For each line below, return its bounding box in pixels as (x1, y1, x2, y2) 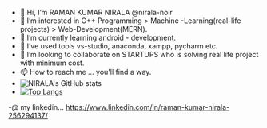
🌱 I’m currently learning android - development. (19, 33, 177, 42)
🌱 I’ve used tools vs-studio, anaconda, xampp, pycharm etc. (19, 41, 218, 51)
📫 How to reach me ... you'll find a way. (19, 68, 152, 76)
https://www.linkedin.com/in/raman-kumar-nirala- (65, 103, 230, 111)
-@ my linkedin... (8, 103, 64, 111)
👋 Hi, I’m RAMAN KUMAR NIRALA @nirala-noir (19, 8, 173, 17)
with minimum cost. (19, 58, 85, 68)
